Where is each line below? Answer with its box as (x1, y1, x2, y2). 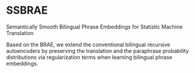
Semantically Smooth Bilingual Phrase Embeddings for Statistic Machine (6, 23, 183, 30)
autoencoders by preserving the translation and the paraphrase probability (6, 47, 189, 54)
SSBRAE (6, 4, 48, 17)
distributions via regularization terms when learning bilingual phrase (6, 53, 172, 61)
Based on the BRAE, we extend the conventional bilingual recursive (6, 41, 171, 48)
